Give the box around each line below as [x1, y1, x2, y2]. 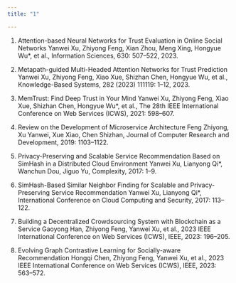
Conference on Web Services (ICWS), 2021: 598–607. [17, 109, 175, 117]
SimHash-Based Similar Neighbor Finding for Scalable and [17, 181, 189, 189]
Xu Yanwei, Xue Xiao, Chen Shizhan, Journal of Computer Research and [17, 130, 230, 139]
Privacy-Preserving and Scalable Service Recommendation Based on [17, 151, 220, 160]
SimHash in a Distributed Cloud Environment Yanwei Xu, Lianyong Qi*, [17, 159, 222, 168]
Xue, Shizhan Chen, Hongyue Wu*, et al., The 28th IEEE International [17, 101, 219, 110]
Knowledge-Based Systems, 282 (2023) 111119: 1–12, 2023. [17, 80, 191, 89]
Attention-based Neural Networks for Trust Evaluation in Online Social [17, 36, 222, 45]
